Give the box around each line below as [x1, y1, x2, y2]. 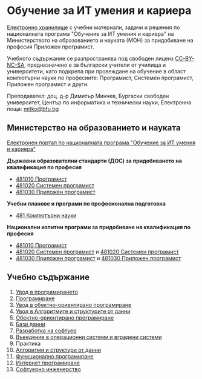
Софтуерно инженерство [15, 365, 81, 373]
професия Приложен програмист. [7, 43, 94, 50]
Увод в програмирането [15, 288, 78, 295]
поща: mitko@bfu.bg [7, 105, 59, 112]
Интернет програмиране [15, 359, 80, 366]
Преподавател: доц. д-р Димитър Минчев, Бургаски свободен [7, 92, 169, 99]
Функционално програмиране [15, 352, 94, 360]
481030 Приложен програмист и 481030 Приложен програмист [15, 254, 181, 261]
